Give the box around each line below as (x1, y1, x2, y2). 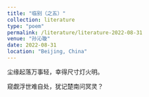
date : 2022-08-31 (7, 42, 57, 48)
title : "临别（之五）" (7, 10, 66, 17)
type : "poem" (7, 23, 45, 29)
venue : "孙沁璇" (7, 36, 51, 42)
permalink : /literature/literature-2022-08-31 (7, 29, 143, 36)
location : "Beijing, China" (7, 48, 88, 55)
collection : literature (7, 16, 76, 23)
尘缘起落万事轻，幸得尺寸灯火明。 (7, 68, 104, 76)
